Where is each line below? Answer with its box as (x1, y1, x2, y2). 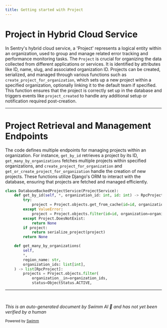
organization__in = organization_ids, (31, 276, 108, 281)
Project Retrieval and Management (5, 120, 152, 131)
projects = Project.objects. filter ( (23, 271, 99, 276)
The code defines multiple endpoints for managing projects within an (5, 147, 147, 153)
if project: (23, 225, 48, 230)
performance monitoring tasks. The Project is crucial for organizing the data (5, 56, 162, 62)
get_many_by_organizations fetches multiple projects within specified (5, 158, 147, 164)
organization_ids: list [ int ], (23, 262, 85, 267)
